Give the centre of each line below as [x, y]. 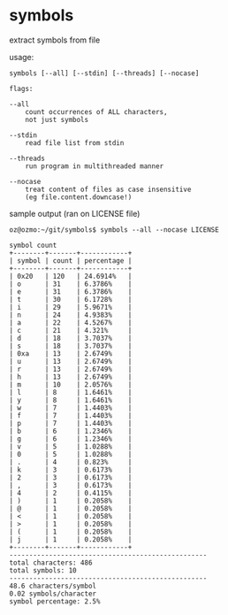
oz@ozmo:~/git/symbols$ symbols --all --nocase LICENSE [114, 230]
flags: [21, 88]
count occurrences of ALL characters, [96, 111]
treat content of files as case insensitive [108, 189]
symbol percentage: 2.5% [55, 601]
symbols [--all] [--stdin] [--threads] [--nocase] [104, 73]
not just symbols [57, 119]
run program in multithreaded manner [95, 166]
